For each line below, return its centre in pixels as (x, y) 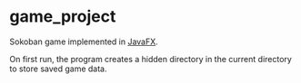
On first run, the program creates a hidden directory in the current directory (151, 59)
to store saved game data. (58, 69)
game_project (63, 17)
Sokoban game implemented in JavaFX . (84, 41)
